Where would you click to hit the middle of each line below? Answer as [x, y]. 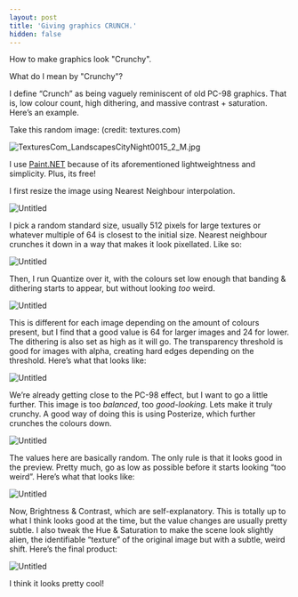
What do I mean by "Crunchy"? [66, 77]
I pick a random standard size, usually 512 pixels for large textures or [135, 226]
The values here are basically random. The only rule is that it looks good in [146, 458]
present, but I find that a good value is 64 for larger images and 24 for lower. [149, 332]
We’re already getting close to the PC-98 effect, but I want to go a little [139, 395]
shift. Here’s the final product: [64, 549]
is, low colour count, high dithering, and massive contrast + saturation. [138, 103]
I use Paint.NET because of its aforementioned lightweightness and [133, 165]
